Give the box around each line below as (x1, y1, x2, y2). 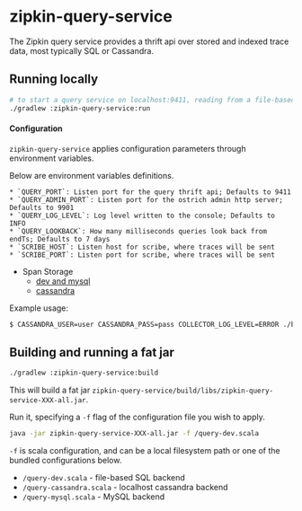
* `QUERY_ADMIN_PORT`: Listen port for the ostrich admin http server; (9, 195, 283, 204)
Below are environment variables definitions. (9, 170, 174, 181)
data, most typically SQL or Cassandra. (9, 45, 155, 56)
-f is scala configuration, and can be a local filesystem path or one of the (9, 445, 280, 456)
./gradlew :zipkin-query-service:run (9, 103, 151, 113)
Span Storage (22, 266, 74, 277)
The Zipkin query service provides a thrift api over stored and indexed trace (9, 36, 289, 47)
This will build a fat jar (9, 384, 91, 396)
